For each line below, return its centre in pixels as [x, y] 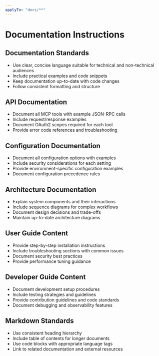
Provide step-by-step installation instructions [59, 245]
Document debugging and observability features [62, 305]
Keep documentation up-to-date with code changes [66, 81]
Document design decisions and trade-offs [56, 212]
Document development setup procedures [56, 289]
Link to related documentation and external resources [68, 349]
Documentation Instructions [65, 34]
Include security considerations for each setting [62, 163]
